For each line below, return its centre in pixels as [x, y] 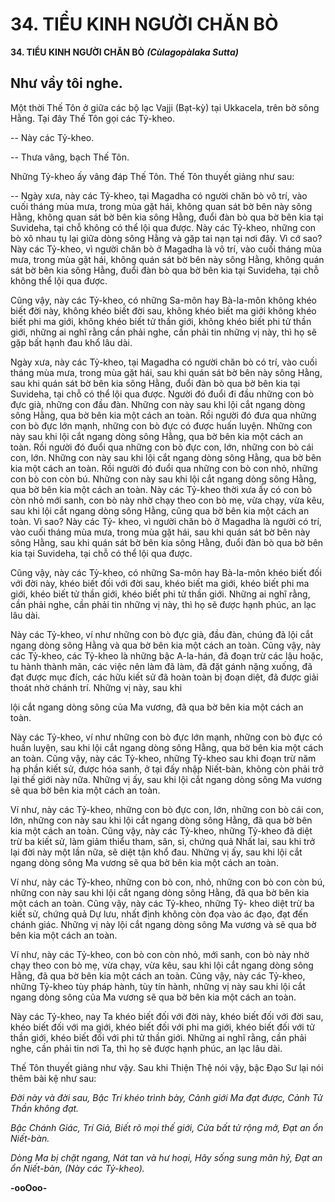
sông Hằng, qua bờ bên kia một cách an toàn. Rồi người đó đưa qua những [163, 415]
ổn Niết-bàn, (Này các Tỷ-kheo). [77, 1168]
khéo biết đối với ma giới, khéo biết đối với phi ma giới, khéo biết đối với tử [162, 1027]
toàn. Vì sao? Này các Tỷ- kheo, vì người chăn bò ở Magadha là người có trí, [166, 521]
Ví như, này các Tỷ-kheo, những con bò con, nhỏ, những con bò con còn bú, [167, 882]
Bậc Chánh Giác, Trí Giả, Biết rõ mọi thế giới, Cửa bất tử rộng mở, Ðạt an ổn [167, 1127]
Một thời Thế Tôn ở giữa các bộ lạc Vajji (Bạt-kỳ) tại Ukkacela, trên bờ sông [165, 107]
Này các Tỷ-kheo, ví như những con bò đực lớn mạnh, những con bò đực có [166, 737]
